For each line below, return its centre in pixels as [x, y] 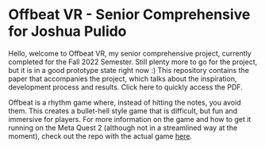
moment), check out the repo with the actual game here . [100, 136]
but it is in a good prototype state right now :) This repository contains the [129, 70]
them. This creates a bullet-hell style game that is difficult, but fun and [123, 111]
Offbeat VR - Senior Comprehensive [129, 15]
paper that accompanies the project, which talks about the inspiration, [123, 78]
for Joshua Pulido [67, 31]
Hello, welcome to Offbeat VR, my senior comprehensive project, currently [130, 53]
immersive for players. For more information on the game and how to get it [130, 119]
